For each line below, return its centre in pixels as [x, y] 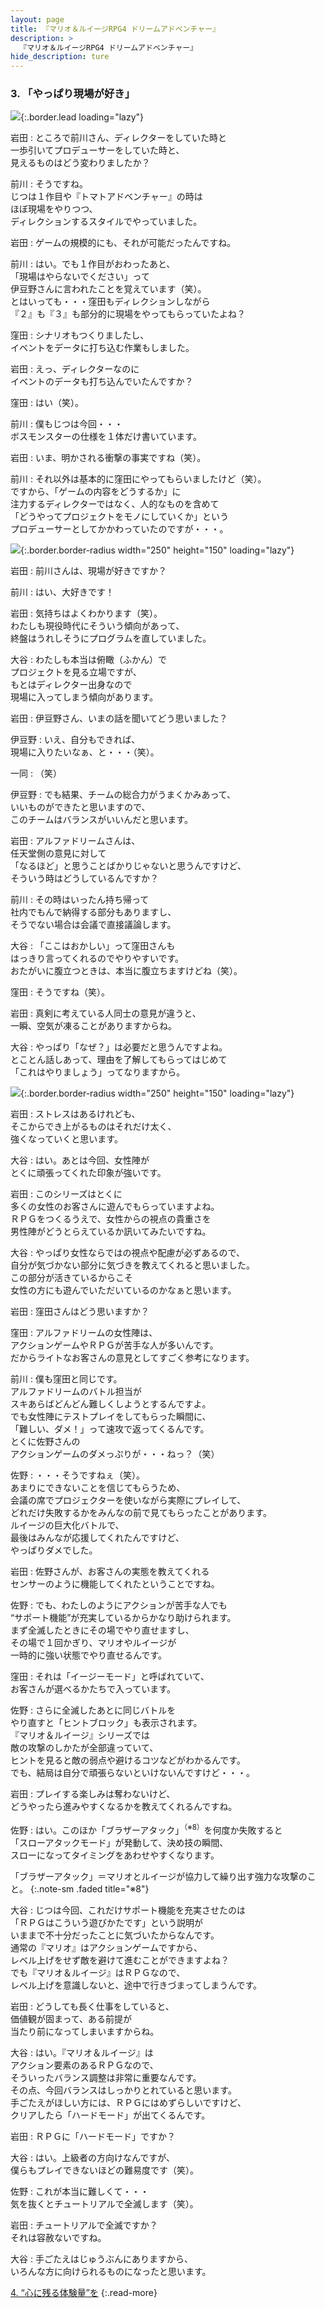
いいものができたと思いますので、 [80, 807]
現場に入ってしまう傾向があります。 [84, 697]
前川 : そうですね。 [49, 184]
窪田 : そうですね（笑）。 [60, 992]
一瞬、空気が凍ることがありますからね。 [93, 1026]
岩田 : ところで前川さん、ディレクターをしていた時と [118, 138]
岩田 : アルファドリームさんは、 [75, 841]
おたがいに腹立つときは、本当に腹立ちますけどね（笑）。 [126, 971]
